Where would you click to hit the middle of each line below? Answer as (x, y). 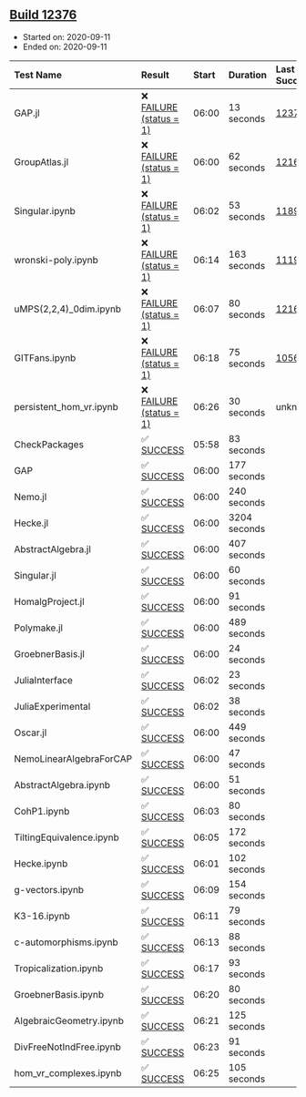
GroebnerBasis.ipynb (59, 994)
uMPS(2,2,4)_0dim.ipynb (67, 309)
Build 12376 (43, 15)
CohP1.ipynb (42, 811)
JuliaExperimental (52, 706)
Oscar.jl (31, 733)
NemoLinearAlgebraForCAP (73, 758)
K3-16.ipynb (42, 916)
